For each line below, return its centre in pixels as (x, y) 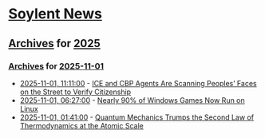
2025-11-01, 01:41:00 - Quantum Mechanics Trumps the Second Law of (136, 117)
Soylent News (55, 14)
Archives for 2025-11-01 (56, 66)
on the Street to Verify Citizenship (75, 92)
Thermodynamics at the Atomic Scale (81, 125)
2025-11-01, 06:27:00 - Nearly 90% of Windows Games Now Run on (132, 100)
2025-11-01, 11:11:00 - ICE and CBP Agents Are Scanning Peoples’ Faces (138, 83)
